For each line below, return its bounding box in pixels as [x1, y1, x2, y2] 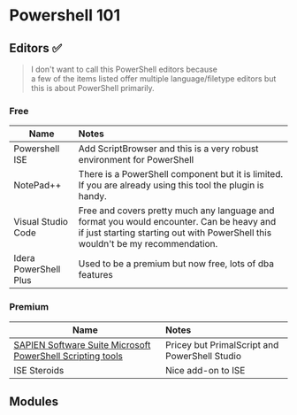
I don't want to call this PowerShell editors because [30, 64, 218, 74]
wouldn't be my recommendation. [78, 238, 218, 250]
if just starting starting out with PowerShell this [78, 227, 272, 239]
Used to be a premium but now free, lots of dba [78, 257, 275, 270]
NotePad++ [13, 179, 62, 191]
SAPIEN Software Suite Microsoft [13, 338, 151, 350]
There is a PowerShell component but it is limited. [78, 168, 284, 181]
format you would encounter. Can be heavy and [78, 216, 277, 228]
